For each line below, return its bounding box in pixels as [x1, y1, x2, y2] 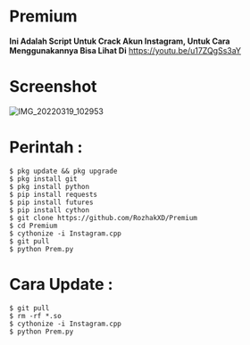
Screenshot [9, 77, 97, 97]
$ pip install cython [9, 205, 90, 215]
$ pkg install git [9, 174, 78, 184]
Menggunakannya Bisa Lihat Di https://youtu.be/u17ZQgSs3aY [9, 45, 242, 55]
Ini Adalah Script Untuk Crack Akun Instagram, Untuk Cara [9, 36, 230, 46]
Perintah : [9, 137, 83, 158]
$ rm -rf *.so [9, 311, 62, 320]
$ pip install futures [9, 198, 94, 207]
